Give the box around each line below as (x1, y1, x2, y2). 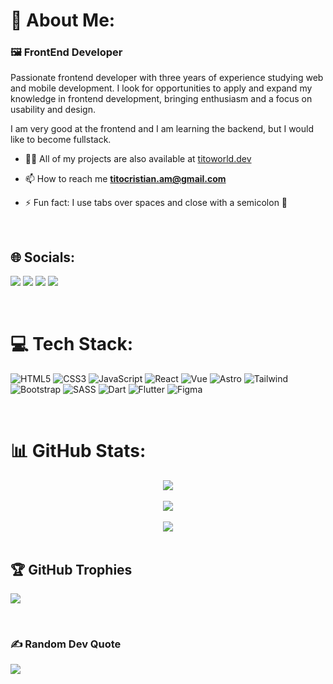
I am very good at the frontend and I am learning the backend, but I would (10, 123, 314, 135)
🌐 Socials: (10, 249, 76, 266)
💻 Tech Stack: (10, 333, 134, 356)
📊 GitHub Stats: (10, 440, 147, 463)
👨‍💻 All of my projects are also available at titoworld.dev (24, 153, 252, 165)
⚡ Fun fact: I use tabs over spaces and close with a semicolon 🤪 (24, 197, 288, 209)
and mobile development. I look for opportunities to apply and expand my (10, 82, 313, 94)
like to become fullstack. (10, 134, 112, 146)
